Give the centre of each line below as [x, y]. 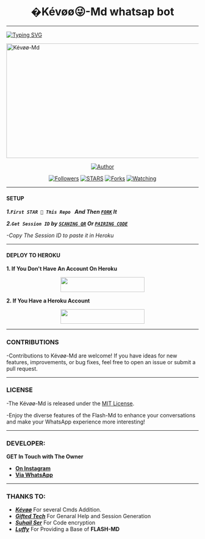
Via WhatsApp [34, 475]
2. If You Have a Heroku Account [48, 301]
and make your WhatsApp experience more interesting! [76, 422]
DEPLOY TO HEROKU [34, 255]
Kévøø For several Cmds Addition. [58, 510]
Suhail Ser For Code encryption [55, 522]
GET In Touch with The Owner [45, 457]
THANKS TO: [26, 497]
